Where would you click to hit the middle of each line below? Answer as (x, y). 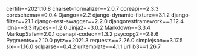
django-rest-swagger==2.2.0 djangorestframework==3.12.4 (109, 21)
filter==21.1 (20, 21)
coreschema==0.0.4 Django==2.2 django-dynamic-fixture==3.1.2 (88, 15)
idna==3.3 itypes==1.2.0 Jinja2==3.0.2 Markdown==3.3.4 (79, 27)
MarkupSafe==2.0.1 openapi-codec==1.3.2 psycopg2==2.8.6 (82, 34)
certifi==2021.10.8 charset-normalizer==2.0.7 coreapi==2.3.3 (82, 9)
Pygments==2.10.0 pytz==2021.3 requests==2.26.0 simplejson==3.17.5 (95, 40)
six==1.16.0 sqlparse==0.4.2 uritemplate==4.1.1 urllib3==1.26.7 (84, 46)
